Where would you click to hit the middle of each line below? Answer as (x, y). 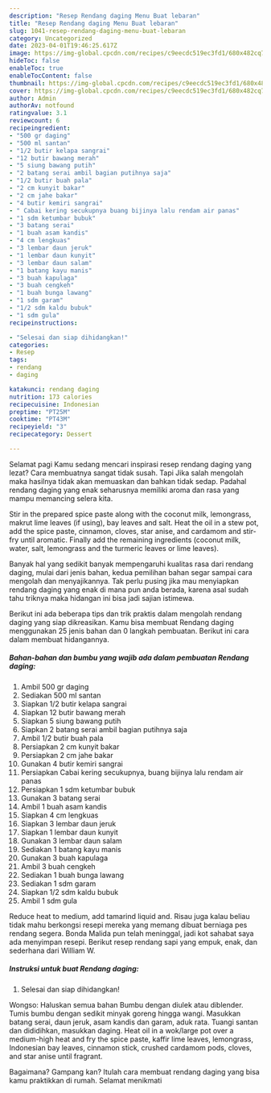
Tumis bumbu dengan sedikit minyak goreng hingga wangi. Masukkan (125, 1013)
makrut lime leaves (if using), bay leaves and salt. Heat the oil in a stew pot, (134, 522)
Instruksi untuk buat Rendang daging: (74, 969)
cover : (20, 91)
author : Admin (33, 98)
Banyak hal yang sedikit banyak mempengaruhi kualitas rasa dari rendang (131, 564)
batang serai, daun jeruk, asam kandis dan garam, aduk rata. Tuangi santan (134, 1022)
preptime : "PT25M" (40, 412)
